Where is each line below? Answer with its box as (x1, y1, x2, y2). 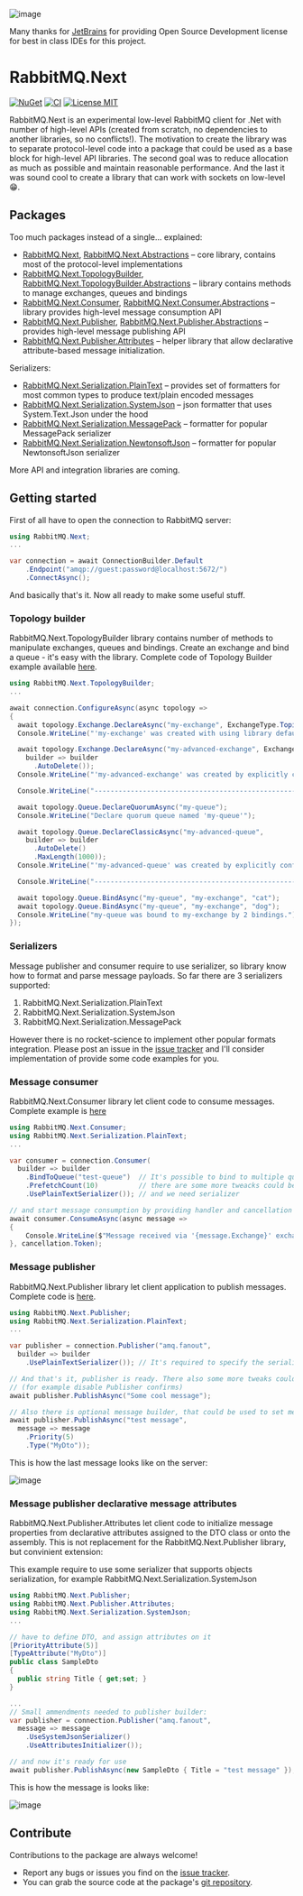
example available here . (9, 661, 97, 672)
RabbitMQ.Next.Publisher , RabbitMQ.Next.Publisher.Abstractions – (22, 316, 269, 327)
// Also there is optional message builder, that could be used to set (9, 1407, 284, 1416)
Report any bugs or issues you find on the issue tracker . (22, 1867, 231, 1878)
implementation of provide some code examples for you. (9, 1053, 219, 1063)
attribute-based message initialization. (22, 345, 165, 355)
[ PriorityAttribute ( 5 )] (9, 1641, 99, 1650)
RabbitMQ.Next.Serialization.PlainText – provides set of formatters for (22, 380, 280, 391)
